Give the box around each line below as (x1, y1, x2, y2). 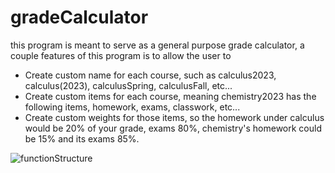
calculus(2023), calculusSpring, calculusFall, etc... (24, 79, 233, 91)
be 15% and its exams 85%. (24, 132, 140, 145)
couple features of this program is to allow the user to (10, 49, 232, 61)
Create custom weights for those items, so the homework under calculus (24, 111, 325, 123)
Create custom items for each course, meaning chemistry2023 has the (24, 90, 317, 102)
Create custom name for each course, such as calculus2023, (24, 69, 277, 81)
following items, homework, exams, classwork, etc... (24, 101, 241, 113)
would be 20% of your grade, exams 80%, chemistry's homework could (24, 122, 322, 134)
